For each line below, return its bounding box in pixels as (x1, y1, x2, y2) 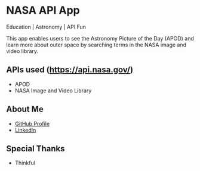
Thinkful (14, 159, 36, 167)
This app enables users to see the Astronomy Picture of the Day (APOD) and (6, 35, 194, 42)
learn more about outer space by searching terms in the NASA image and (6, 41, 187, 48)
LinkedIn (14, 126, 36, 133)
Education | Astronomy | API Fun (6, 23, 87, 30)
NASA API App (6, 4, 81, 17)
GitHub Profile (14, 120, 50, 127)
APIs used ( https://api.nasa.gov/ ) (6, 65, 133, 75)
